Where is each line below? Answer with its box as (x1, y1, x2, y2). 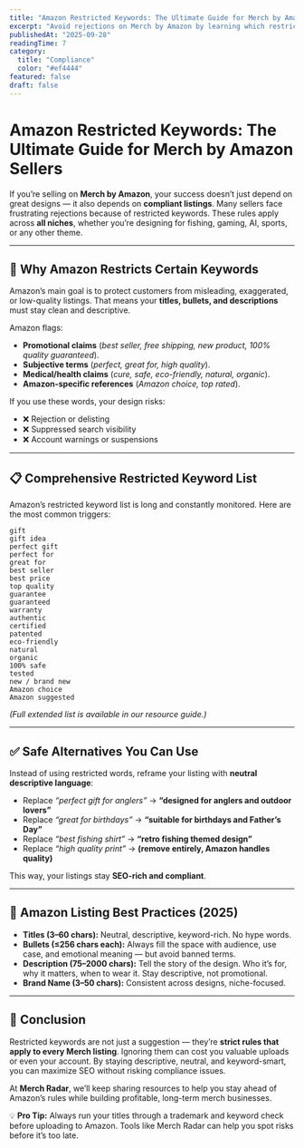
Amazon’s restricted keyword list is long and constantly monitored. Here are (9, 500, 291, 511)
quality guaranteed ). (22, 350, 100, 361)
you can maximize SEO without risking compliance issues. (9, 1065, 226, 1075)
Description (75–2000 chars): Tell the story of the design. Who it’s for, (22, 958, 288, 968)
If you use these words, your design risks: (9, 396, 166, 407)
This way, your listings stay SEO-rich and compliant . (9, 871, 206, 880)
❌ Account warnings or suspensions (22, 434, 158, 445)
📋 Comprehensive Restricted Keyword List (9, 471, 258, 486)
